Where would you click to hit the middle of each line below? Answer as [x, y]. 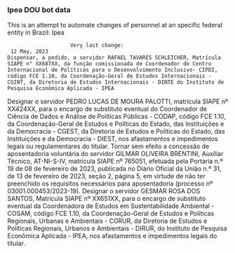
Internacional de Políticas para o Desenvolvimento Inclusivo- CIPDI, [113, 70]
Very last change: [97, 46]
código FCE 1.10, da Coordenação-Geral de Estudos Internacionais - [109, 76]
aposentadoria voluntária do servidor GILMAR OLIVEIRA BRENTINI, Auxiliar [115, 154]
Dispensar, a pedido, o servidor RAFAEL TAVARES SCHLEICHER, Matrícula [114, 58]
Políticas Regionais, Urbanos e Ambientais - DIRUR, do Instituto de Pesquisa [117, 228]
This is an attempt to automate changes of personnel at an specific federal [115, 25]
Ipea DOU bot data [39, 10]
